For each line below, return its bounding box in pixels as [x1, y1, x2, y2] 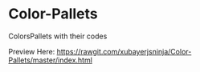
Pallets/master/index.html [8, 55, 92, 65]
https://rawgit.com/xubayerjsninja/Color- [56, 46, 192, 56]
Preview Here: [8, 46, 55, 56]
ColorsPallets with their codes [8, 31, 108, 41]
